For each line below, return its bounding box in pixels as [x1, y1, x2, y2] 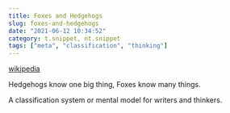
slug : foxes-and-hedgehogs [8, 19, 99, 27]
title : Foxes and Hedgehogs [8, 11, 103, 20]
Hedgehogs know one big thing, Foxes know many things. [8, 80, 201, 90]
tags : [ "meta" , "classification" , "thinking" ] [8, 42, 168, 50]
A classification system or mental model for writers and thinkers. [8, 95, 223, 105]
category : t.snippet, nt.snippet [8, 34, 121, 43]
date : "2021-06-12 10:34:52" [8, 27, 107, 35]
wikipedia [8, 64, 40, 73]
